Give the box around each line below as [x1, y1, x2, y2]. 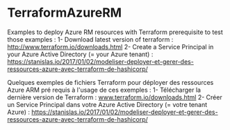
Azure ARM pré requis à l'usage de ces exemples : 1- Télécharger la [7, 86, 202, 94]
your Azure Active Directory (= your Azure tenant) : [7, 50, 154, 58]
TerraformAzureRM [7, 5, 122, 21]
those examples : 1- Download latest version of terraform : [7, 35, 174, 43]
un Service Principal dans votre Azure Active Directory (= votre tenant [7, 100, 208, 108]
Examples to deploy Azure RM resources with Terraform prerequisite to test [7, 28, 224, 36]
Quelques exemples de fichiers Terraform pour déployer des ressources [7, 78, 214, 86]
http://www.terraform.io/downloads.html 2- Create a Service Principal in [7, 42, 214, 51]
